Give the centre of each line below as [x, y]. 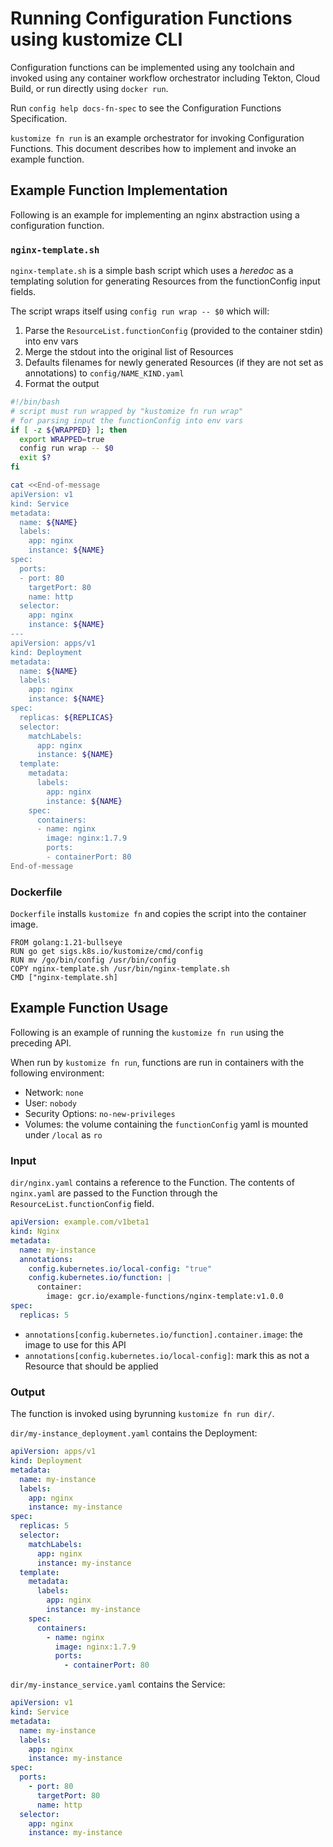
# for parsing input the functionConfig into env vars [127, 420]
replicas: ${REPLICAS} [66, 717]
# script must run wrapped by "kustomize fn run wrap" [127, 411]
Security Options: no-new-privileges [100, 1113]
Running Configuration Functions [151, 18]
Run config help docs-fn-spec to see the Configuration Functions [146, 108]
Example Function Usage [89, 1008]
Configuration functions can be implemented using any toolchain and [152, 67]
